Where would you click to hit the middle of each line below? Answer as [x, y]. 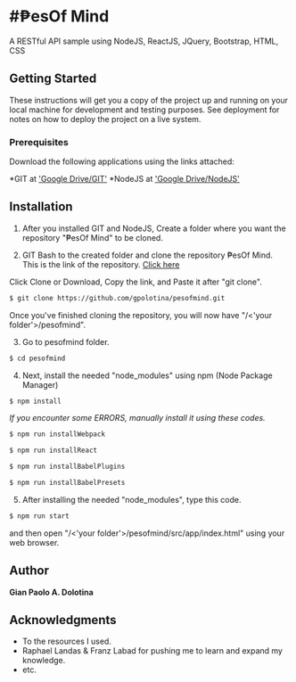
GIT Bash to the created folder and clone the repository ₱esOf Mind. [148, 255]
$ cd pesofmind [37, 358]
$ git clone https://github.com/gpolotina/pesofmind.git [117, 298]
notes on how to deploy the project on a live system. [105, 119]
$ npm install [36, 401]
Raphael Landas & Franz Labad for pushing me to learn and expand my [152, 651]
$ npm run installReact [53, 451]
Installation [41, 207]
